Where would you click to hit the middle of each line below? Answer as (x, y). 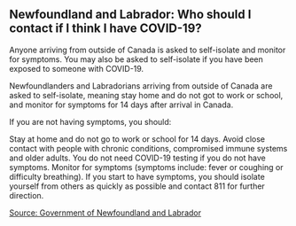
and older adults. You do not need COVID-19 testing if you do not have (137, 158)
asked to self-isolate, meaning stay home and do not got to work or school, (146, 95)
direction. (27, 195)
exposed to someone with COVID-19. (77, 68)
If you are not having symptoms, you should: (90, 121)
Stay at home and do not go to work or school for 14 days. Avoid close (137, 139)
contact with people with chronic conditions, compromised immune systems (148, 148)
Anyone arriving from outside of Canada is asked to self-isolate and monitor (148, 50)
